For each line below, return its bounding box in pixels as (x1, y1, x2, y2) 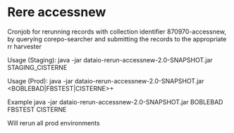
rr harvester (7, 42, 42, 50)
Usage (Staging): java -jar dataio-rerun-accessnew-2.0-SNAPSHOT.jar (7, 55, 213, 64)
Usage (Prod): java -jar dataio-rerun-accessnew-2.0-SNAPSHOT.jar (7, 76, 204, 85)
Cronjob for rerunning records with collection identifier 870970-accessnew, (7, 27, 227, 36)
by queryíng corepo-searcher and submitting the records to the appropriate (7, 34, 227, 43)
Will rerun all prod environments (7, 118, 100, 127)
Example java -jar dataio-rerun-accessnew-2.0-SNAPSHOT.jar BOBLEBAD (7, 97, 223, 106)
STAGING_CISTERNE (7, 63, 68, 71)
